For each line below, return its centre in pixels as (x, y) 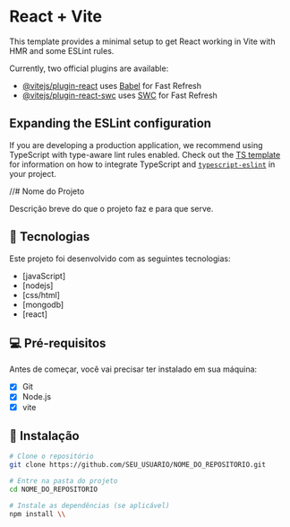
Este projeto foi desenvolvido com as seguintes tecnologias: (120, 259)
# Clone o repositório (51, 457)
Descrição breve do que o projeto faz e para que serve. (111, 208)
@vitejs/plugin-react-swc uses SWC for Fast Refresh (119, 95)
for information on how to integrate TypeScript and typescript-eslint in (142, 164)
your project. (33, 173)
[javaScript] (44, 276)
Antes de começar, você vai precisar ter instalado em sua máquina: (133, 369)
